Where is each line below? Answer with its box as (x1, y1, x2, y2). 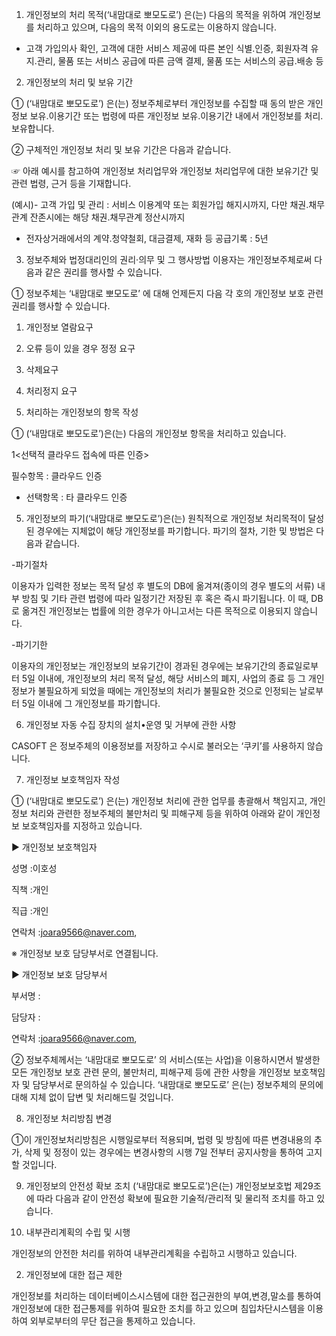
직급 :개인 (11, 905, 49, 917)
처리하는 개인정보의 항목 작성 (25, 406, 139, 418)
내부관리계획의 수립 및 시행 (25, 1226, 131, 1238)
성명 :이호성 (11, 863, 58, 874)
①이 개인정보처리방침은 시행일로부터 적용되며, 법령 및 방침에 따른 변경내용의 (11, 1134, 313, 1145)
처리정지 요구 (25, 385, 78, 397)
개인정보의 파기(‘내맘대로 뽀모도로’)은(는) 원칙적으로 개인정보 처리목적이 (25, 513, 306, 524)
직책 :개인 (11, 884, 49, 895)
